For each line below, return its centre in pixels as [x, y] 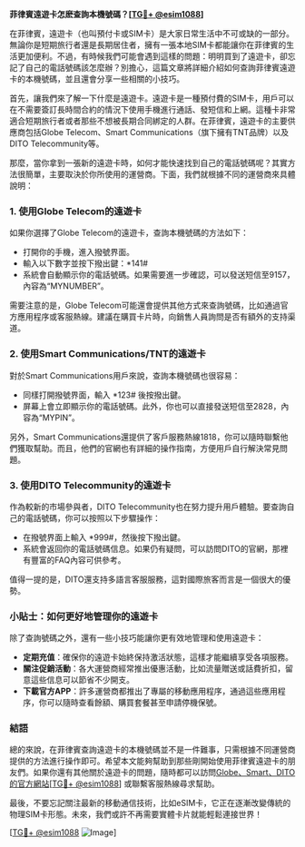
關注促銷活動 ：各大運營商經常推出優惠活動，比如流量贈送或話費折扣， [154, 669]
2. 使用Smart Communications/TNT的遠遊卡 [108, 354]
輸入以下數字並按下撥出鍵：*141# [85, 263]
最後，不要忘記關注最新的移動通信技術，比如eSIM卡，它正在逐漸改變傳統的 [150, 803]
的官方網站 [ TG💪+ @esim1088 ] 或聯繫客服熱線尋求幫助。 [114, 783]
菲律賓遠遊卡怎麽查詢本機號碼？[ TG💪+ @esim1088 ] [107, 14]
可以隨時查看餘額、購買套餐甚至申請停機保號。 [134, 703]
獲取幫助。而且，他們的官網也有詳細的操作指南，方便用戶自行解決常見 [148, 448]
